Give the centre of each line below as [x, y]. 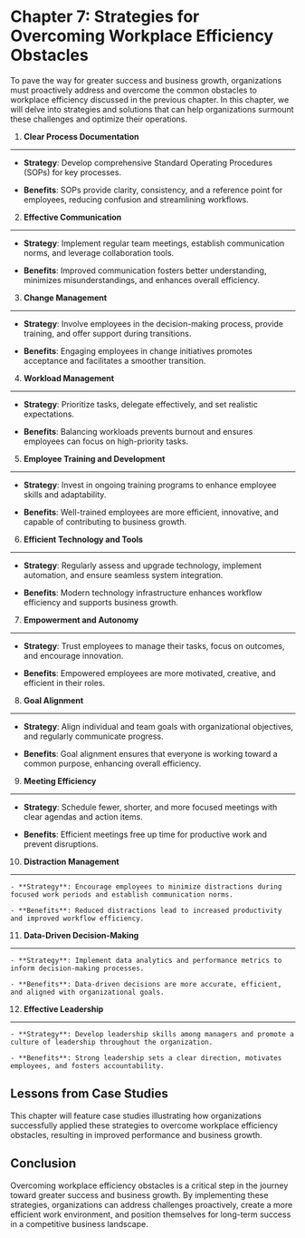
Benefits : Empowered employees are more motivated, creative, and [149, 673]
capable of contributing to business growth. [105, 521]
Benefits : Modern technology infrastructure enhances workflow [143, 593]
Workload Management [69, 378]
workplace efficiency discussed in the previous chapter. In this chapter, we [150, 99]
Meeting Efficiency [60, 781]
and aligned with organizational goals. [88, 992]
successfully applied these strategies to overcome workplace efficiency [144, 1125]
